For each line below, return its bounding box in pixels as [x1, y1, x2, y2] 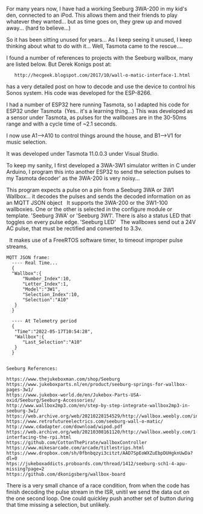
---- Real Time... [11, 260, 59, 266]
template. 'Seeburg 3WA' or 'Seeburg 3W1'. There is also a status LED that [6, 212, 192, 219]
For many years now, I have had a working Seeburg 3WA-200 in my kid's [6, 5, 187, 12]
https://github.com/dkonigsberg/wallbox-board [6, 471, 126, 477]
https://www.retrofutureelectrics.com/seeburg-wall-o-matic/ [6, 419, 164, 425]
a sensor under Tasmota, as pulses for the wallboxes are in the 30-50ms [6, 114, 187, 121]
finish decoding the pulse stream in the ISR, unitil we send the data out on [6, 489, 190, 495]
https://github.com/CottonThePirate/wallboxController [6, 440, 147, 446]
